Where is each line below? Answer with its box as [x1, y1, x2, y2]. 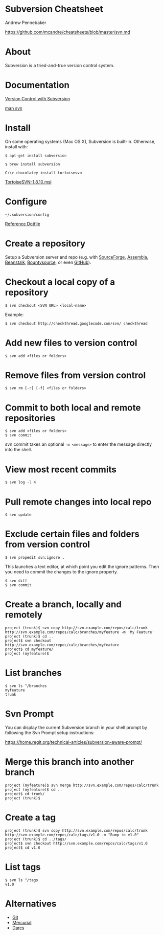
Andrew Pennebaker [5, 20, 47, 25]
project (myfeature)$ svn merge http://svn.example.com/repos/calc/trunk [5, 783, 159, 788]
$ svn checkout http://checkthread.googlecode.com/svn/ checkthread [5, 321, 148, 326]
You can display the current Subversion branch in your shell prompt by [5, 725, 148, 730]
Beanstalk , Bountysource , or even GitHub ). [5, 259, 92, 265]
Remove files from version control [5, 369, 146, 381]
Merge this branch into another [5, 756, 134, 768]
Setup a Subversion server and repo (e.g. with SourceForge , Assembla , [5, 254, 148, 260]
